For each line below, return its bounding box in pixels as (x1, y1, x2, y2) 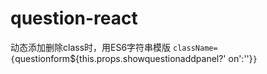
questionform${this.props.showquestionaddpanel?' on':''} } (14, 52, 258, 64)
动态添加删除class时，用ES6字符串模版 (10, 41, 172, 53)
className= (173, 43, 218, 53)
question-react (10, 7, 138, 30)
